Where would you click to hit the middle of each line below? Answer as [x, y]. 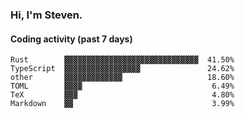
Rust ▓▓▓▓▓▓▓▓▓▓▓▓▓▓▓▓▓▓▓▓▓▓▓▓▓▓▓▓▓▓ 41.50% [122, 60]
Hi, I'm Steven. [46, 15]
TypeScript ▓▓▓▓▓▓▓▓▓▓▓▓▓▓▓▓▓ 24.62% [122, 69]
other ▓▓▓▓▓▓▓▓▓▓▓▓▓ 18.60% [122, 78]
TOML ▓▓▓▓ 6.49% [122, 86]
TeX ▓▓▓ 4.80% [122, 95]
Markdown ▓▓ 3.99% [122, 104]
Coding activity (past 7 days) [71, 39]
